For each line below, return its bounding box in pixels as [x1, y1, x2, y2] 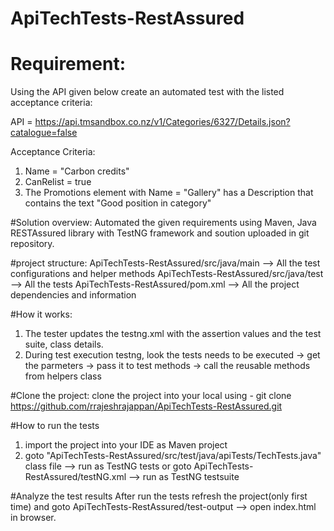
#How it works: [10, 308, 73, 321]
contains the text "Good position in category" [24, 197, 212, 209]
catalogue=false [10, 127, 78, 139]
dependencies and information [10, 289, 137, 301]
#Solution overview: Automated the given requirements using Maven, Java [10, 217, 317, 229]
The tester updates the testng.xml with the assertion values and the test [24, 328, 322, 340]
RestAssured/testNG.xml [24, 471, 127, 483]
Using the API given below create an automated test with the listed [10, 86, 285, 98]
